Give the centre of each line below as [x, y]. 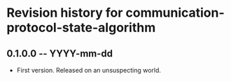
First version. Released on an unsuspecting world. [89, 70]
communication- [175, 13]
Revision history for [65, 13]
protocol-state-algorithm [81, 28]
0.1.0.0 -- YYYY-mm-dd [60, 53]
